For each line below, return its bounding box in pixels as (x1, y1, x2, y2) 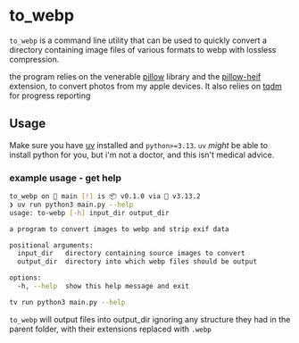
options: (9, 273, 42, 282)
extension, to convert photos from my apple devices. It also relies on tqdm (9, 80, 283, 91)
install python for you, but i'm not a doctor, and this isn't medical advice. (9, 149, 275, 160)
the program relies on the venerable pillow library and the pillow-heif (9, 71, 262, 81)
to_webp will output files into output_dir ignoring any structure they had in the (9, 314, 291, 324)
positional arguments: (9, 240, 94, 250)
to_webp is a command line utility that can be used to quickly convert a (9, 35, 268, 46)
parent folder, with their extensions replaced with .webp (9, 323, 212, 334)
